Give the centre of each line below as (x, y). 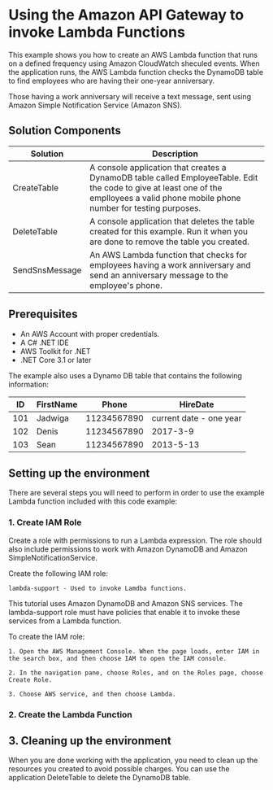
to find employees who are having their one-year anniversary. (112, 81)
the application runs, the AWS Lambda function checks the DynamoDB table (136, 72)
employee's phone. (126, 285)
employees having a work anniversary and (170, 264)
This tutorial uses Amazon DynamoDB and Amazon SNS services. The (126, 603)
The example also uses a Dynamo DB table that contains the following (125, 375)
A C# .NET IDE (44, 343)
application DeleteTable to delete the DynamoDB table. (100, 778)
